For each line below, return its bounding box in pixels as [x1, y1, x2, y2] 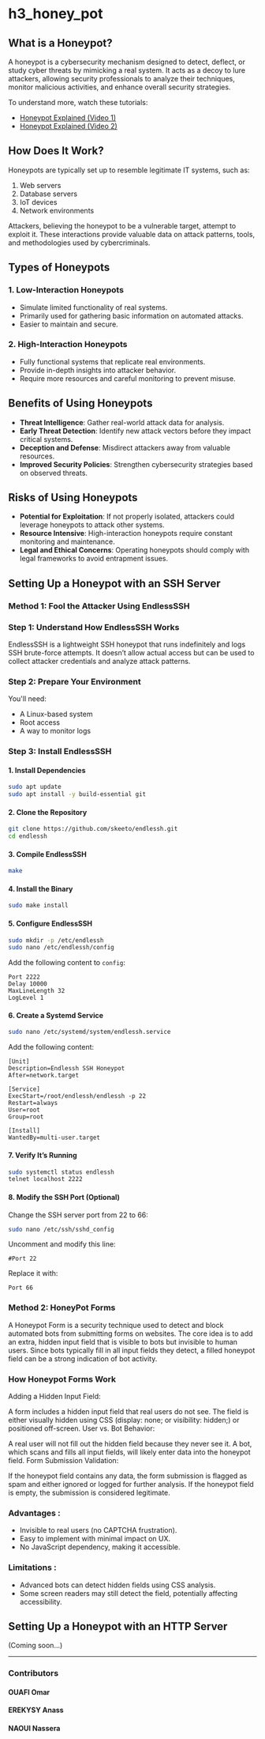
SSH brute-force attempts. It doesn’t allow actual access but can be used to [8, 648, 255, 658]
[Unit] [8, 1058, 30, 1066]
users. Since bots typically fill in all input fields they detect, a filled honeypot [8, 1345, 256, 1355]
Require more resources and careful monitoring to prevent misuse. [19, 373, 236, 383]
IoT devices [19, 197, 58, 206]
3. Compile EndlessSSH [8, 849, 87, 858]
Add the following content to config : [8, 958, 126, 968]
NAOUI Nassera [8, 1724, 61, 1733]
